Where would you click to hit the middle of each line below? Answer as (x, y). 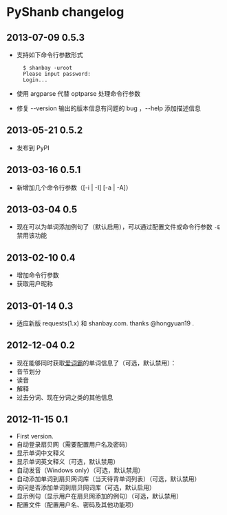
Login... (35, 80)
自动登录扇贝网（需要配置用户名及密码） (74, 444)
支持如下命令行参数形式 (50, 55)
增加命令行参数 (37, 275)
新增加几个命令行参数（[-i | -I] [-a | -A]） (74, 188)
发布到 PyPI (33, 148)
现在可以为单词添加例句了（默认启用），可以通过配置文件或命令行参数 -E (118, 227)
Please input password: (57, 74)
